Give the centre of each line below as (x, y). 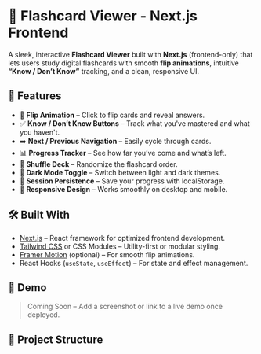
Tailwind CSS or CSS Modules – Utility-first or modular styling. (120, 246)
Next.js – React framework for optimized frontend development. (122, 238)
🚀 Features (35, 96)
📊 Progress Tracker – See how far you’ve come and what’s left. (123, 153)
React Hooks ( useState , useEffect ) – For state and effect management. (134, 263)
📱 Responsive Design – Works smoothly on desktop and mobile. (123, 189)
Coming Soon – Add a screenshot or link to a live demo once (125, 307)
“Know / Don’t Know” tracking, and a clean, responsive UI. (104, 71)
